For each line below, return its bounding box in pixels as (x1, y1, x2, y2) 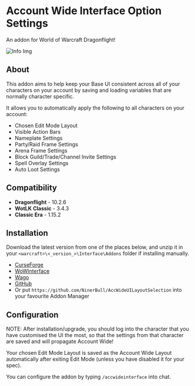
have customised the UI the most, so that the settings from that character (6, 332, 184, 339)
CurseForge (14, 261, 44, 269)
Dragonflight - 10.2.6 (14, 199, 67, 206)
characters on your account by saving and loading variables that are (6, 87, 172, 94)
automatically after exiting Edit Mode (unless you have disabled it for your (6, 355, 184, 363)
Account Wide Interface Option (6, 4, 162, 18)
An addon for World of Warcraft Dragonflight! (6, 36, 116, 43)
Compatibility (6, 183, 57, 193)
